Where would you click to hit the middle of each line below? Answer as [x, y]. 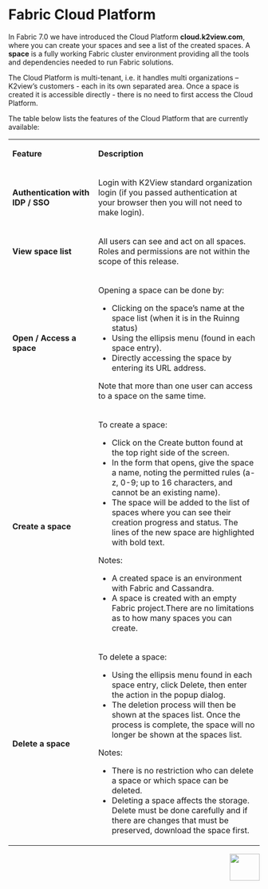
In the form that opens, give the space [182, 462]
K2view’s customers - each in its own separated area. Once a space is [124, 86]
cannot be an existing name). [166, 492]
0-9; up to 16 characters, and [176, 482]
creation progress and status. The [175, 522]
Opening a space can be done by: [162, 290]
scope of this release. [139, 261]
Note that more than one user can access [175, 386]
